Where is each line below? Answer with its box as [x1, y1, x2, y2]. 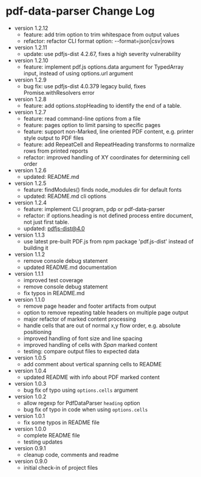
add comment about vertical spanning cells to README [23, 360, 162, 367]
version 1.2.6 [14, 166, 47, 174]
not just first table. [23, 218, 69, 226]
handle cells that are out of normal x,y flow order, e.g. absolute [23, 321, 181, 329]
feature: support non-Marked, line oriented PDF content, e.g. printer [23, 128, 194, 135]
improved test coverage [23, 276, 83, 284]
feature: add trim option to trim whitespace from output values [23, 30, 180, 38]
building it [23, 244, 49, 251]
